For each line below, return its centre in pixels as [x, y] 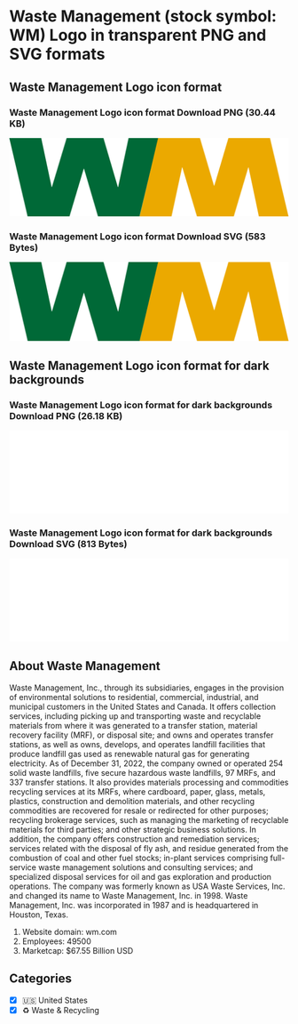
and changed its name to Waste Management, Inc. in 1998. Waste [129, 895]
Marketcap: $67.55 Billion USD [78, 950]
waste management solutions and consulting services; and [146, 867]
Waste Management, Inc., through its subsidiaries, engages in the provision [147, 688]
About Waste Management [85, 666]
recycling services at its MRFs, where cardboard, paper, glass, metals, [137, 791]
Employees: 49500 [56, 941]
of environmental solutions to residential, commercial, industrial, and [134, 697]
